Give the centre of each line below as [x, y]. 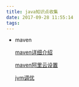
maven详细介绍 [34, 52]
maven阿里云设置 [36, 65]
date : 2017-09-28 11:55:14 [40, 17]
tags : [13, 23]
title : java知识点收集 [32, 12]
